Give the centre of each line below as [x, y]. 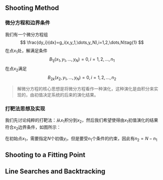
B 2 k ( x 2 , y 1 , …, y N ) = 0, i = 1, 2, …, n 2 [82, 78]
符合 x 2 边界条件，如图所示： [33, 128]
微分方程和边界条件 [28, 23]
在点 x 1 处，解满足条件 [26, 51]
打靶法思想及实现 [25, 108]
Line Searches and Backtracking [55, 171]
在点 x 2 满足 [16, 69]
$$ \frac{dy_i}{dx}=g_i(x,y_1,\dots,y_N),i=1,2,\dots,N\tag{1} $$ [82, 42]
